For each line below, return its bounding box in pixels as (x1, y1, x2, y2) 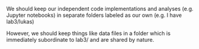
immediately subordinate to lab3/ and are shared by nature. (6, 36, 155, 43)
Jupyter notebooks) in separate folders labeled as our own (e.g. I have (6, 11, 182, 19)
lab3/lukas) (6, 18, 35, 25)
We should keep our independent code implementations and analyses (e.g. (6, 5, 194, 12)
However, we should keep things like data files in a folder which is (6, 30, 171, 37)
